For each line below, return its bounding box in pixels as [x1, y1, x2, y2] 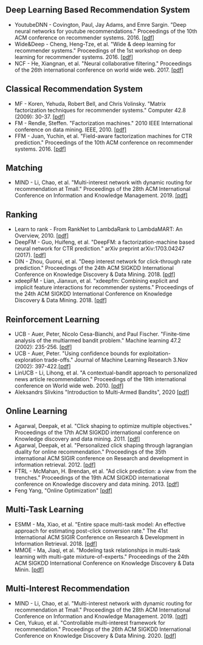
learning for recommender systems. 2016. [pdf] [14, 53, 133, 60]
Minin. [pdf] [14, 565, 44, 573]
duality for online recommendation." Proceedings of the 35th [14, 448, 167, 455]
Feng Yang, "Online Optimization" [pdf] [14, 486, 113, 494]
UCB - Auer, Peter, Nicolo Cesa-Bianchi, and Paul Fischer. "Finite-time [14, 331, 191, 338]
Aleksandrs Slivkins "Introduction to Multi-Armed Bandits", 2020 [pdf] [14, 388, 190, 396]
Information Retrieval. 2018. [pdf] [14, 540, 98, 547]
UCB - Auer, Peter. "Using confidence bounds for [14, 350, 138, 357]
